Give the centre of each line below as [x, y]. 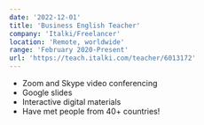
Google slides [47, 92]
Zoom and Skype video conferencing [90, 83]
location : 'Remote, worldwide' [67, 42]
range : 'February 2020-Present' [69, 50]
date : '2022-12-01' [45, 17]
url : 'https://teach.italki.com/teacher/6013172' [103, 58]
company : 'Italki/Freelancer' [65, 33]
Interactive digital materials [71, 102]
